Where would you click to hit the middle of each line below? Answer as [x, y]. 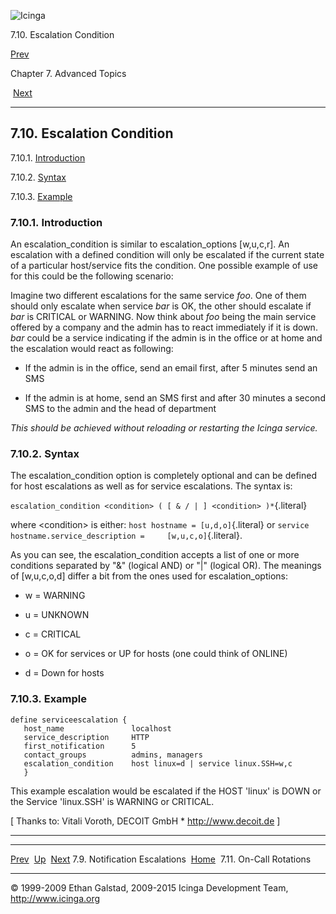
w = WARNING [55, 596]
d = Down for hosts [64, 673]
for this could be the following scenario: [92, 276]
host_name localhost [97, 728]
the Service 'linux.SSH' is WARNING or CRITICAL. [112, 801]
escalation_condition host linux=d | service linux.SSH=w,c [158, 763]
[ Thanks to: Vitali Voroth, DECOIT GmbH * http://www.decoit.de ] [145, 821]
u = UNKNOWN [57, 615]
